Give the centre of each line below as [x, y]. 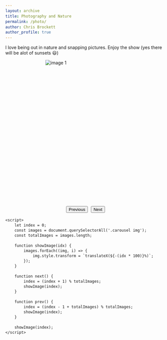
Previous [77, 210]
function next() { [34, 276]
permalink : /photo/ [26, 21]
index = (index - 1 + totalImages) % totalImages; [78, 307]
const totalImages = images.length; [53, 236]
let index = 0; [31, 225]
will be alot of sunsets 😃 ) [32, 53]
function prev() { [34, 302]
